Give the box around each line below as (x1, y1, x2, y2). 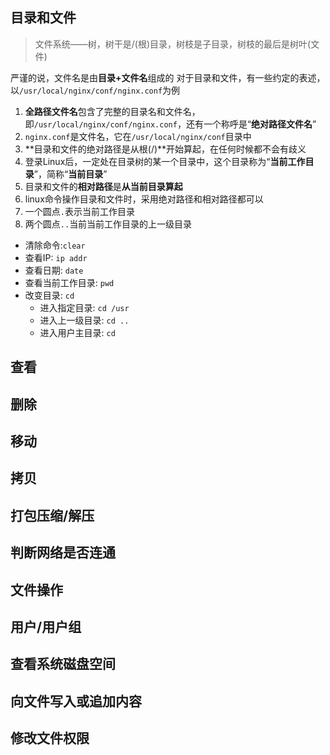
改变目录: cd (24, 289, 75, 301)
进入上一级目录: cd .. (39, 314, 130, 326)
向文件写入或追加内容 (10, 693, 142, 710)
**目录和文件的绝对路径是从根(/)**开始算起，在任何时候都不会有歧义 (24, 143, 307, 155)
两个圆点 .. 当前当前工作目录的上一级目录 (24, 218, 193, 230)
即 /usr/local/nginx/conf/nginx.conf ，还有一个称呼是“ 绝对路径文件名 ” (24, 118, 317, 130)
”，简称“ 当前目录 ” (33, 168, 108, 180)
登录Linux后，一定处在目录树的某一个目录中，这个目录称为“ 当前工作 (24, 155, 306, 167)
